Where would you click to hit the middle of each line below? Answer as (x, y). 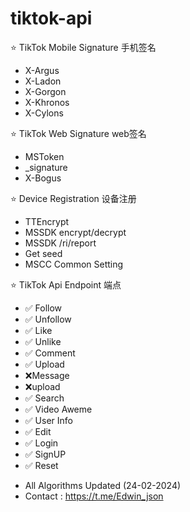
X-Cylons (44, 113)
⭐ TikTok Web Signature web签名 (78, 133)
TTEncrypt (47, 221)
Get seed (43, 253)
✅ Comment (50, 353)
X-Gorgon (45, 91)
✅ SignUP (45, 454)
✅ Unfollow (48, 319)
